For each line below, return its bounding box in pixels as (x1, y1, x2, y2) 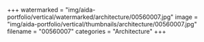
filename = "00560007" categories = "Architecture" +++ (7, 27, 166, 35)
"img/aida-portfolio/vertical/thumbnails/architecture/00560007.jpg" (7, 20, 197, 28)
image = (175, 13, 199, 21)
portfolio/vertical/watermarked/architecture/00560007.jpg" (7, 13, 174, 21)
